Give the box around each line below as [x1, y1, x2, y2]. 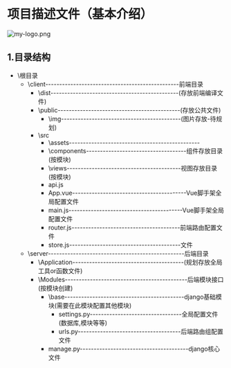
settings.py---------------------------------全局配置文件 [58, 310, 219, 318]
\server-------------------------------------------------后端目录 [27, 249, 209, 257]
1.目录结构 [7, 51, 51, 63]
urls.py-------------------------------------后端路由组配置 [58, 327, 223, 335]
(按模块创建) [37, 283, 73, 292]
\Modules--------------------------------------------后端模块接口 [37, 275, 224, 283]
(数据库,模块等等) [58, 318, 108, 326]
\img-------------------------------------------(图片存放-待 [48, 114, 216, 123]
